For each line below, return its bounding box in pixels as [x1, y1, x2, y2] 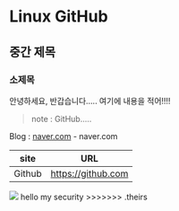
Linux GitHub [9, 6, 109, 27]
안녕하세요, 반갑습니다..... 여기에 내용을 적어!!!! [9, 95, 171, 106]
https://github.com [50, 167, 129, 180]
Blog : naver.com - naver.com [9, 130, 118, 141]
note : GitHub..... [30, 113, 92, 124]
